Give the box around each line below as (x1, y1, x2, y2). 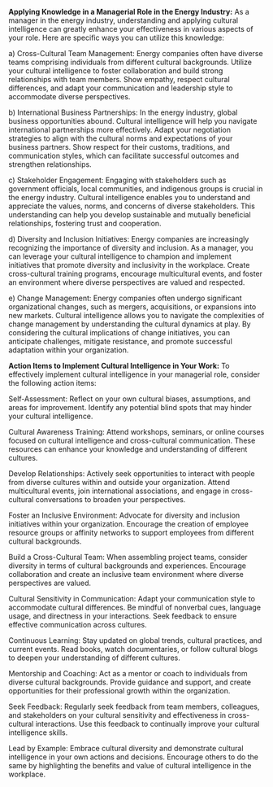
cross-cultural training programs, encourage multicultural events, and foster (8, 269, 262, 278)
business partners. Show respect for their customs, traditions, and (8, 142, 230, 151)
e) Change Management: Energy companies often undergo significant (8, 293, 242, 303)
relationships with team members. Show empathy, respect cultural (8, 75, 230, 84)
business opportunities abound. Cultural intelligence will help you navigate (8, 116, 258, 125)
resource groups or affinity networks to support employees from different (8, 528, 254, 537)
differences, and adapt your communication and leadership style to (8, 83, 233, 93)
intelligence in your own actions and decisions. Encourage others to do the (8, 752, 258, 762)
